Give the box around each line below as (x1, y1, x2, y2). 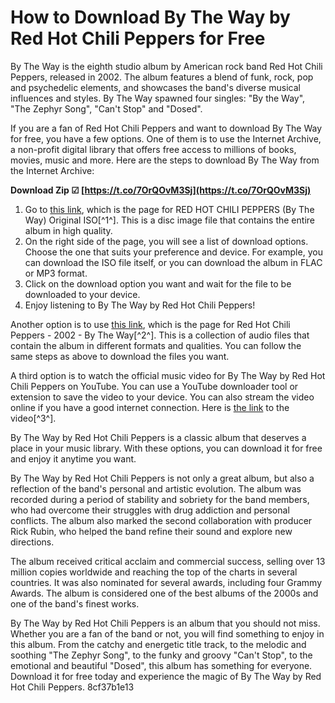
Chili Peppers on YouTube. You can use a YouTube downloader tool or (10, 380, 299, 392)
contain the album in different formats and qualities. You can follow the (10, 339, 302, 351)
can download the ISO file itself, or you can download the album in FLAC (24, 256, 323, 268)
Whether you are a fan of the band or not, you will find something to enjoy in (10, 627, 325, 640)
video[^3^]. (10, 412, 57, 424)
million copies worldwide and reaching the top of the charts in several (10, 566, 298, 578)
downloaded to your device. (24, 288, 141, 300)
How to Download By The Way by (10, 6, 291, 29)
